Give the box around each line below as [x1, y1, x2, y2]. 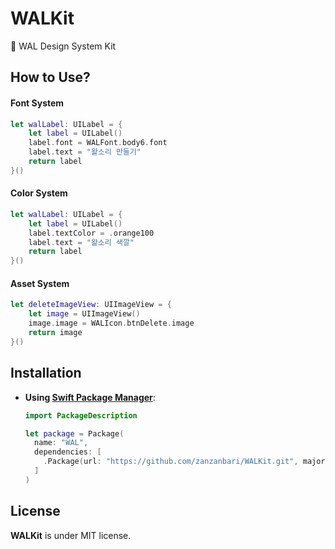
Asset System [10, 277, 70, 289]
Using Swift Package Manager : [24, 391, 156, 403]
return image [28, 328, 83, 338]
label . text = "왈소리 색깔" [28, 237, 135, 247]
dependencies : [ [34, 447, 102, 457]
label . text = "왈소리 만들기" [28, 147, 142, 157]
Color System [10, 187, 68, 199]
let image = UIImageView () [28, 309, 141, 319]
